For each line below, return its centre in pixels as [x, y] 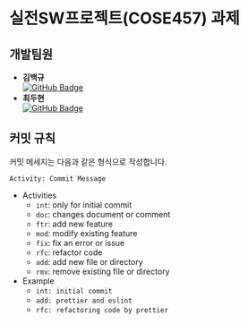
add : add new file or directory [89, 261]
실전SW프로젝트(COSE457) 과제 [124, 18]
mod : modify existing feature [86, 233]
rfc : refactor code [69, 252]
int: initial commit [74, 291]
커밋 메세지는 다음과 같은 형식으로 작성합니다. [88, 161]
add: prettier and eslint [84, 301]
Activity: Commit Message [57, 179]
